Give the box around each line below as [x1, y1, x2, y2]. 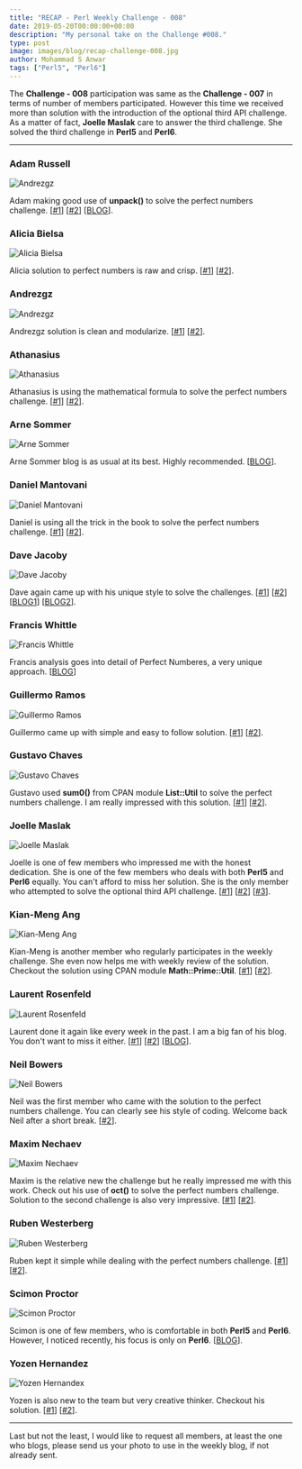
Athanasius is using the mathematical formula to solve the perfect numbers [9, 387, 288, 397]
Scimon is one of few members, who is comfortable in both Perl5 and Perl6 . [9, 1325, 291, 1336]
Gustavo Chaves [9, 749, 84, 762]
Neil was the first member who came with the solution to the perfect [9, 1096, 262, 1107]
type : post [9, 38, 50, 48]
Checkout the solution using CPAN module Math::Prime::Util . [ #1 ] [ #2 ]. [9, 965, 273, 976]
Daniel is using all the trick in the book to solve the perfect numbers [9, 516, 260, 527]
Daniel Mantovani [9, 479, 88, 491]
